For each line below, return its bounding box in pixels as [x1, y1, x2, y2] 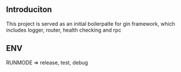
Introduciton [6, 5, 53, 15]
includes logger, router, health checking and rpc [6, 26, 121, 33]
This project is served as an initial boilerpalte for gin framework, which [6, 20, 175, 27]
